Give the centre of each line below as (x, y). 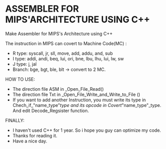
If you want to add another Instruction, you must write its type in (79, 100)
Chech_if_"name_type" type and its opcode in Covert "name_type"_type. (87, 105)
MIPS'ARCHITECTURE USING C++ (78, 20)
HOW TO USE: (20, 79)
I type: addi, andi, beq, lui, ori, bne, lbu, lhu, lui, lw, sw (68, 58)
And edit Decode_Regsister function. (51, 110)
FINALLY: (15, 120)
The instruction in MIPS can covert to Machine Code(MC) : (66, 43)
